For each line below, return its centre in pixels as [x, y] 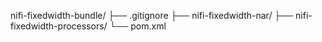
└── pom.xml [138, 26]
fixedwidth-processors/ [59, 26]
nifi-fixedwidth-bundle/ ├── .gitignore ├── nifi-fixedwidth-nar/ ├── [152, 15]
